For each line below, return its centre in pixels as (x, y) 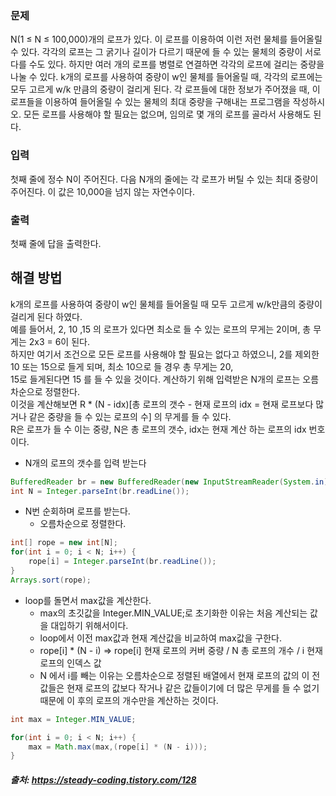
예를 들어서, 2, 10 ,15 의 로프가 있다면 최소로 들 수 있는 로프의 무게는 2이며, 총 (161, 329)
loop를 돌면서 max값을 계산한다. (88, 600)
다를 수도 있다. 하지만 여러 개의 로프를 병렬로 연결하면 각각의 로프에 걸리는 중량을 (167, 64)
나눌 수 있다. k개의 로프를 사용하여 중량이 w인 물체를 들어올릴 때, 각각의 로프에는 (166, 77)
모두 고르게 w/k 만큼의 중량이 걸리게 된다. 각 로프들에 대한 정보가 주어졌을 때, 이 (165, 89)
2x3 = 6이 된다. (59, 341)
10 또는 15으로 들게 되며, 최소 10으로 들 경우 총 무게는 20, (122, 366)
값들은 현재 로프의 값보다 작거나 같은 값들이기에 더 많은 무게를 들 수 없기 (179, 688)
